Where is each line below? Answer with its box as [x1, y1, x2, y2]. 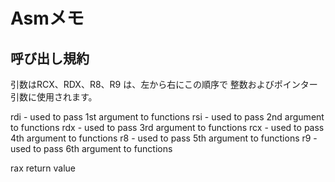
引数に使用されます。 [10, 91, 98, 103]
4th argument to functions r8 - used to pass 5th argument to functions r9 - [10, 132, 318, 144]
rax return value [10, 162, 76, 174]
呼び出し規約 [10, 50, 90, 67]
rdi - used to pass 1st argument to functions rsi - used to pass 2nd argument [10, 111, 325, 123]
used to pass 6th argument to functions [10, 143, 173, 154]
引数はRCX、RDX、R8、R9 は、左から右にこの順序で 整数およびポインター [10, 79, 318, 90]
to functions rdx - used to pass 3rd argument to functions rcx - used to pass [10, 122, 325, 133]
